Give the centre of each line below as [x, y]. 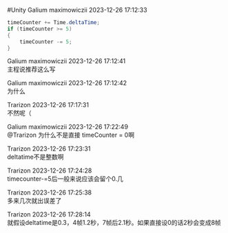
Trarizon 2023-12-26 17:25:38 [50, 192]
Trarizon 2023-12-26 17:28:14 [49, 214]
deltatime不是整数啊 [35, 157]
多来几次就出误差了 [34, 201]
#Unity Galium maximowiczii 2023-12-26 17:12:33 [77, 10]
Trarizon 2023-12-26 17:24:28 [50, 170]
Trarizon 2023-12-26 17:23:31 [49, 149]
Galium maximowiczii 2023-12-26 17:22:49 [68, 127]
